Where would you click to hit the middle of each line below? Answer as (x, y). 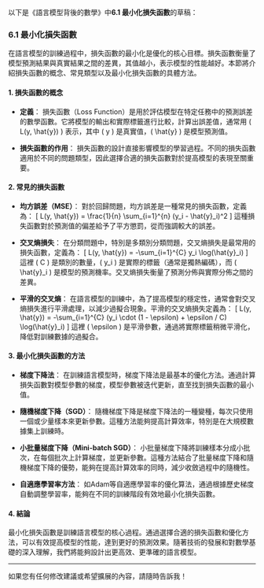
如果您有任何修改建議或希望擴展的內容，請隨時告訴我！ (97, 576)
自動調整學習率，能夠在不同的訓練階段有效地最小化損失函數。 (119, 494)
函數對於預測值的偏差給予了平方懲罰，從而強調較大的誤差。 (123, 226)
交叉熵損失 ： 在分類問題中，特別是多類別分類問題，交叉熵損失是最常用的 (137, 242)
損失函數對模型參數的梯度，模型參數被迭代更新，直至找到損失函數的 (130, 384)
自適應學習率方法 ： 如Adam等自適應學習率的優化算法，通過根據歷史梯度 (137, 484)
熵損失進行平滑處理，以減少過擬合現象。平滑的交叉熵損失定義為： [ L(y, (136, 308)
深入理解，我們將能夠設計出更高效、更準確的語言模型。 (111, 552)
